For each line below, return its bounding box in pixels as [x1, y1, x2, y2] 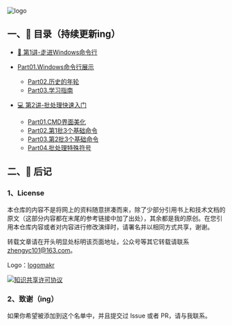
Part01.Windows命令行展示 [17, 62, 95, 71]
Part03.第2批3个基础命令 [27, 135, 99, 143]
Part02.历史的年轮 [27, 77, 80, 86]
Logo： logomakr [7, 260, 55, 269]
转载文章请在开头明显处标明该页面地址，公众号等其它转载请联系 [7, 237, 189, 246]
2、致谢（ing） [7, 294, 59, 304]
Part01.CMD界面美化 [27, 118, 87, 126]
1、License [7, 188, 45, 198]
